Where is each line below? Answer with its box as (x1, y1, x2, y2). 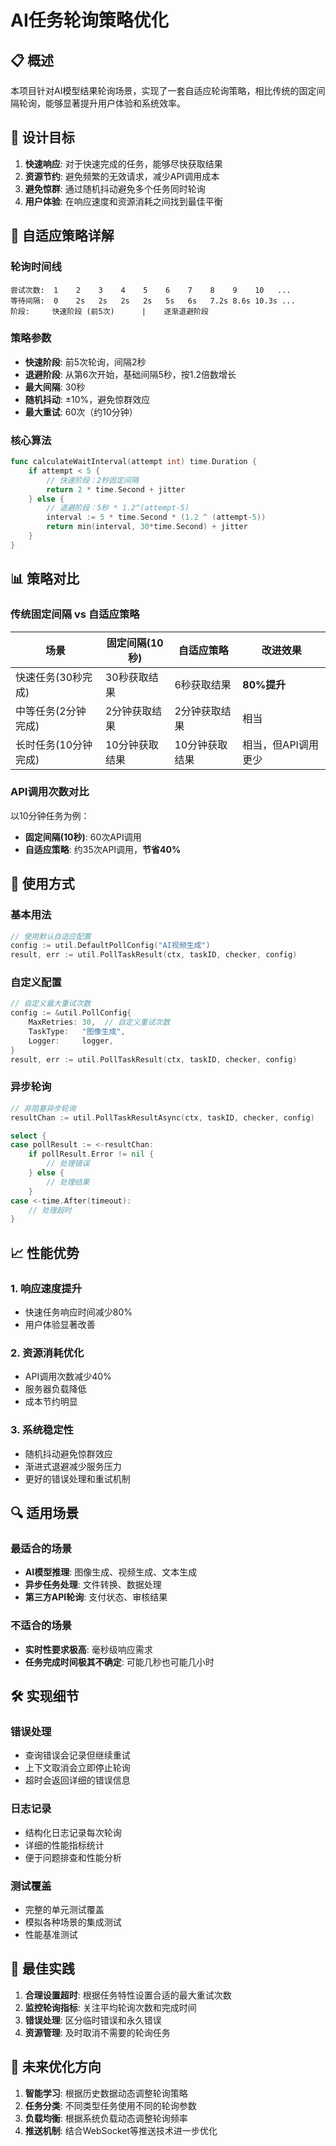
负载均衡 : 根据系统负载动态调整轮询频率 (24, 2112, 188, 2124)
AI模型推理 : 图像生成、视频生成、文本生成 (24, 1566, 198, 1578)
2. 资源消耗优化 (10, 1346, 85, 1360)
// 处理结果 (46, 1177, 90, 1187)
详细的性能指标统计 (24, 1839, 105, 1851)
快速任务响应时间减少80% (24, 1306, 133, 1318)
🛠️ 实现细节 (10, 1688, 80, 1705)
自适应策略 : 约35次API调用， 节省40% (24, 843, 182, 855)
